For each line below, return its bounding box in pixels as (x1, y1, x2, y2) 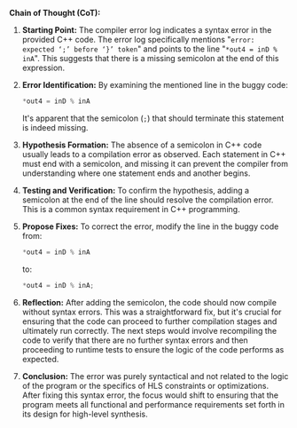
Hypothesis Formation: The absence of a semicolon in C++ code (21, 139, 262, 150)
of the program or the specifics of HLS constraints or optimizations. (21, 380, 269, 391)
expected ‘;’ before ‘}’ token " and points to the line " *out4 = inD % (21, 44, 277, 54)
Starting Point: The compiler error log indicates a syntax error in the (21, 25, 272, 35)
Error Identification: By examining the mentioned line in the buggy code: (21, 80, 288, 90)
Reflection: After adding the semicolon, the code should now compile (21, 297, 277, 307)
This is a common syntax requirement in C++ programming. (21, 203, 241, 214)
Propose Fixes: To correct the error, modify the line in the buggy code (21, 221, 279, 232)
